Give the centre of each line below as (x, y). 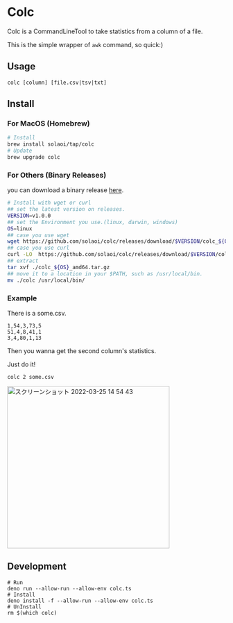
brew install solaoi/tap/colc (51, 144)
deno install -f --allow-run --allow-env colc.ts (80, 601)
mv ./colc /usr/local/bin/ (46, 280)
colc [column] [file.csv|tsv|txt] (57, 83)
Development (37, 566)
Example (22, 298)
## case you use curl (38, 248)
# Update (20, 151)
